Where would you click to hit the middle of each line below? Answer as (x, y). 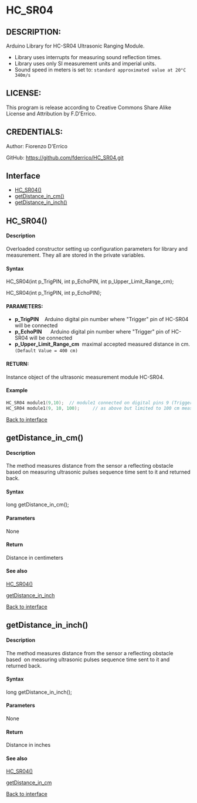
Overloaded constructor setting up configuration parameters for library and (97, 249)
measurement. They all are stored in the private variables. (76, 255)
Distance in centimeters (35, 557)
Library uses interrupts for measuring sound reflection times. (88, 57)
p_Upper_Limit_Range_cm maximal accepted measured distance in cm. (102, 344)
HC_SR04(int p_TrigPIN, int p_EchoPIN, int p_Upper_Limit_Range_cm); (90, 281)
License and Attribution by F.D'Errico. (51, 113)
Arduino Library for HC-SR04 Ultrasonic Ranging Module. (75, 46)
